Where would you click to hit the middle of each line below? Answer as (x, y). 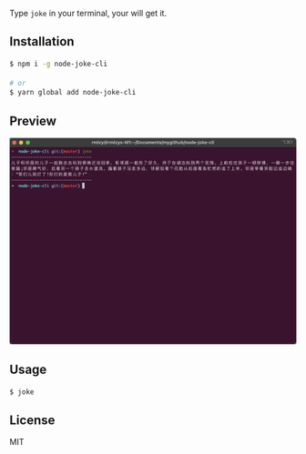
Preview (33, 121)
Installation (42, 41)
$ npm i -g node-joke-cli (58, 64)
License (32, 420)
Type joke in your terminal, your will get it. (88, 13)
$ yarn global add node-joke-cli (73, 93)
